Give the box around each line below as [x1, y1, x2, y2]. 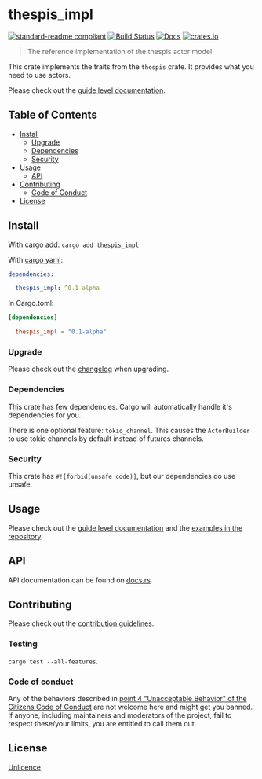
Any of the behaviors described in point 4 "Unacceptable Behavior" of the [8, 693, 247, 703]
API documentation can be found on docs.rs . [8, 575, 153, 585]
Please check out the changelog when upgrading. [8, 364, 169, 374]
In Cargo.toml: [8, 299, 54, 308]
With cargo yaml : [8, 255, 64, 264]
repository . [8, 531, 43, 541]
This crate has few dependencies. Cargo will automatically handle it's [8, 402, 233, 411]
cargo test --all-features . [8, 656, 99, 666]
